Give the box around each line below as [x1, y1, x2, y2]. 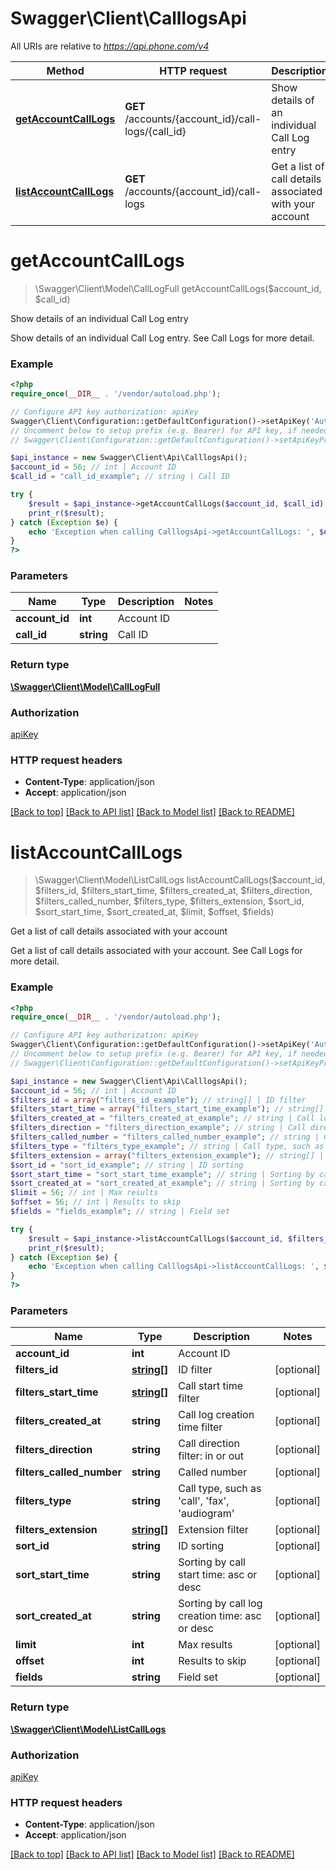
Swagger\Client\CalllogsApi [10, 7, 247, 30]
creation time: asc [178, 1609, 262, 1623]
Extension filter [178, 1523, 249, 1537]
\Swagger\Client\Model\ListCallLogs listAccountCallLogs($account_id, [34, 874, 326, 886]
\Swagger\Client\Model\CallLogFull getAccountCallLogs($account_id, [34, 282, 322, 294]
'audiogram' [178, 1507, 235, 1521]
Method [46, 63, 85, 77]
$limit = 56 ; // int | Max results [10, 1188, 159, 1198]
